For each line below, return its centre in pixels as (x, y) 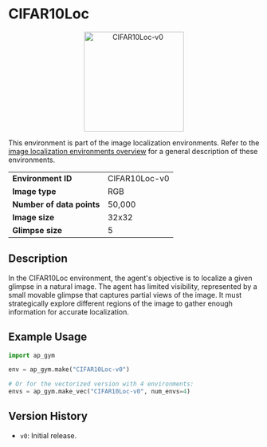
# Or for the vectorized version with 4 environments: (101, 384)
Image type (34, 191)
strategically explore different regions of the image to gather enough (121, 303)
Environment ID (42, 178)
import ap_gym (32, 355)
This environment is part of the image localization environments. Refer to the (134, 142)
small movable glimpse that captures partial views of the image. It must (125, 295)
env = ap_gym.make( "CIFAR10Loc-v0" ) (69, 370)
